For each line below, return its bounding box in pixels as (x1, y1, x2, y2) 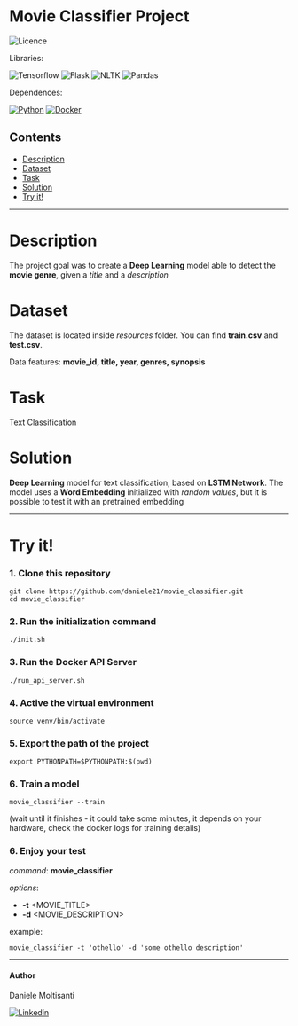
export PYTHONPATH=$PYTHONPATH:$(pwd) (9, 757, 153, 766)
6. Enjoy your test (9, 845, 87, 858)
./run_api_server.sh (9, 676, 86, 685)
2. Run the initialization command (9, 615, 157, 627)
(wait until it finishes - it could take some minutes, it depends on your (9, 813, 262, 824)
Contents (9, 130, 62, 145)
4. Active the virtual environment (9, 696, 154, 709)
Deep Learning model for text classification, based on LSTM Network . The (9, 477, 284, 488)
